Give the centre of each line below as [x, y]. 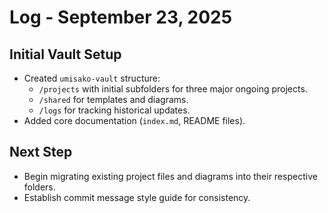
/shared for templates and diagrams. [113, 99]
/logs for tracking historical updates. [114, 110]
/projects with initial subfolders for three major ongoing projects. [173, 89]
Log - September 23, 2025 [121, 17]
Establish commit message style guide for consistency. [137, 197]
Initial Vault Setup [65, 54]
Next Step [41, 152]
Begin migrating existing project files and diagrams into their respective [170, 176]
